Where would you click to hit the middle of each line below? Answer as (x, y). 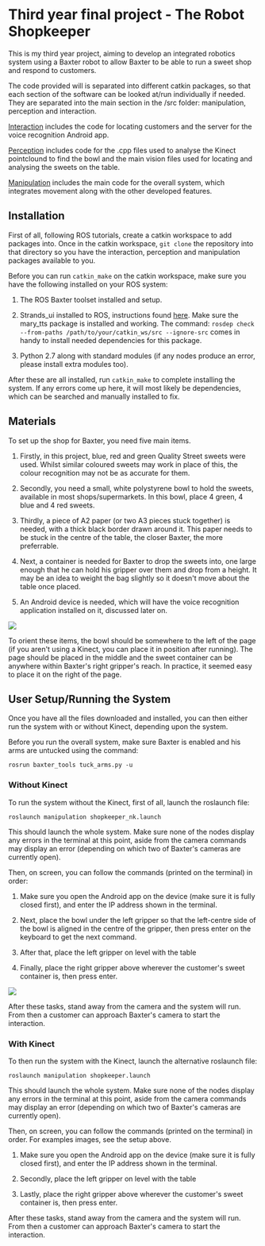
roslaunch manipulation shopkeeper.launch (79, 1075)
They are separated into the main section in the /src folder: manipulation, (127, 102)
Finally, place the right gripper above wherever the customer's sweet (132, 967)
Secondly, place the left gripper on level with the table (108, 1178)
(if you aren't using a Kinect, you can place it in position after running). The (131, 649)
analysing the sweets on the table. (64, 167)
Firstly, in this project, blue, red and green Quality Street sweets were (132, 456)
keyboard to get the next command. (78, 937)
